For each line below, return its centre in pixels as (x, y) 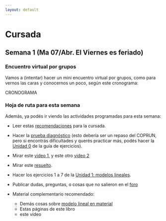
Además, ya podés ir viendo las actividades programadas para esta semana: (83, 116)
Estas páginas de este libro (47, 209)
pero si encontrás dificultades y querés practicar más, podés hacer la (83, 141)
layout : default (22, 10)
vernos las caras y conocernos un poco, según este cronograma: (72, 83)
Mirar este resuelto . (32, 165)
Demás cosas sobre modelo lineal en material (66, 204)
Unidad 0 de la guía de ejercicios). (47, 146)
